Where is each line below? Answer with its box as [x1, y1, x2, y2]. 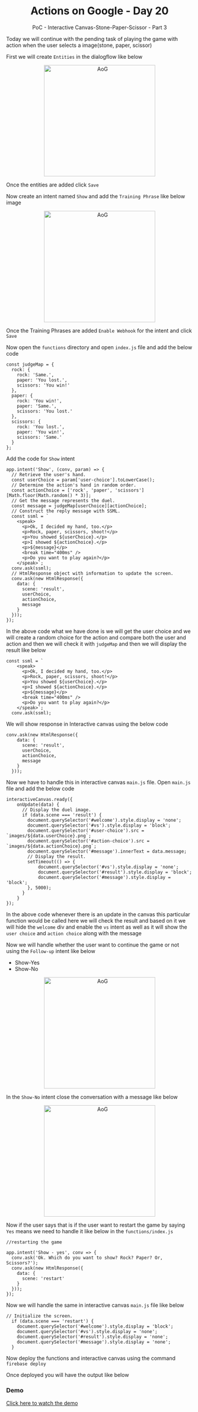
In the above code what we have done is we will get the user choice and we [6, 628, 191, 635]
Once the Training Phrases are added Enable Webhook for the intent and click [6, 327, 192, 334]
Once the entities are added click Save [6, 181, 99, 188]
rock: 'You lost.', [17, 423, 65, 430]
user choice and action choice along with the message [6, 929, 142, 936]
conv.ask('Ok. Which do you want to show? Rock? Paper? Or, [11, 1255, 163, 1261]
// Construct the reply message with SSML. [11, 508, 120, 514]
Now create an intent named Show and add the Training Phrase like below [6, 192, 186, 200]
